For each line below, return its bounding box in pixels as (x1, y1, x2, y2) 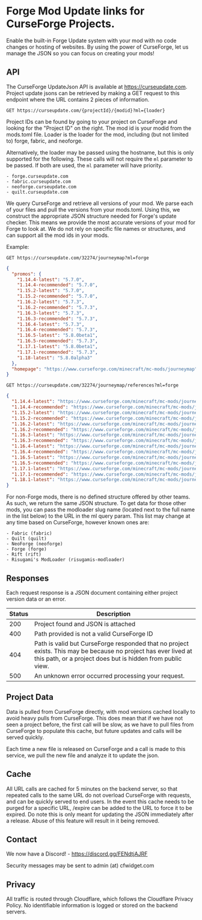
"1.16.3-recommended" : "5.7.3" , (17, 316, 98, 322)
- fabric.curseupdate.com (6, 179, 71, 185)
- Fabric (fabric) (6, 530, 52, 536)
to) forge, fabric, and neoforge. (6, 137, 83, 144)
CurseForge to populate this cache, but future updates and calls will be (6, 727, 182, 734)
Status (9, 609, 29, 618)
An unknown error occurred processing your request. (34, 672, 185, 680)
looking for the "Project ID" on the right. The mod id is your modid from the (6, 124, 192, 132)
